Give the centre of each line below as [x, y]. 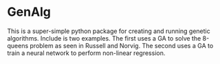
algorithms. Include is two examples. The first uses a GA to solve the [104, 38]
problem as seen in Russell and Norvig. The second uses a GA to [122, 45]
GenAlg [29, 12]
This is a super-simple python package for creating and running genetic [109, 31]
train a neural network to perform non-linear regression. [86, 53]
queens [18, 45]
